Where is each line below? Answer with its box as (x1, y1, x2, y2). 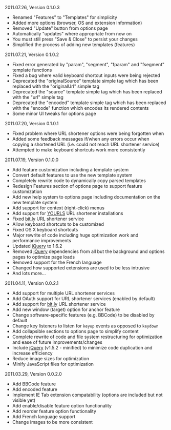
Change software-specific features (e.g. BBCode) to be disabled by (12, 312, 155, 318)
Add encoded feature (12, 386, 57, 392)
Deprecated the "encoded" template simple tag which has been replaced (12, 100, 166, 106)
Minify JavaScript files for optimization (12, 361, 94, 367)
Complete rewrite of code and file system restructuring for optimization (12, 334, 163, 340)
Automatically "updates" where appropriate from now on (12, 31, 132, 36)
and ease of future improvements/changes (12, 339, 103, 345)
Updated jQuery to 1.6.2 (12, 243, 62, 249)
